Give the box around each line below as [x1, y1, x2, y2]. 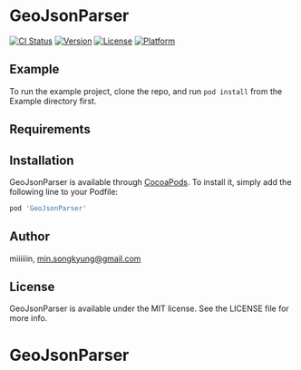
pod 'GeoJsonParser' [9, 203, 88, 213]
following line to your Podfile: [9, 186, 119, 197]
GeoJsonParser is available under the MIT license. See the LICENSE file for [9, 303, 290, 314]
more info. [9, 313, 48, 324]
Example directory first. [9, 95, 97, 106]
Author [9, 229, 50, 245]
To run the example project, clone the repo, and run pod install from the [9, 85, 283, 96]
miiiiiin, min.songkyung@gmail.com [9, 253, 141, 264]
